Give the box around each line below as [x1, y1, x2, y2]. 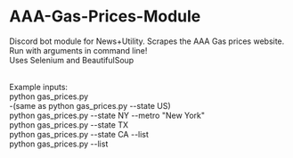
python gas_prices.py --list [9, 138, 109, 149]
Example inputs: [9, 81, 69, 92]
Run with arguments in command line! [9, 45, 148, 55]
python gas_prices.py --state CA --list [9, 129, 150, 139]
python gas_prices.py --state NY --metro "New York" [9, 110, 206, 121]
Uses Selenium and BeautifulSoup [9, 54, 134, 65]
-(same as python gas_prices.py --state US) [9, 100, 171, 111]
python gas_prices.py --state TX [9, 119, 129, 130]
